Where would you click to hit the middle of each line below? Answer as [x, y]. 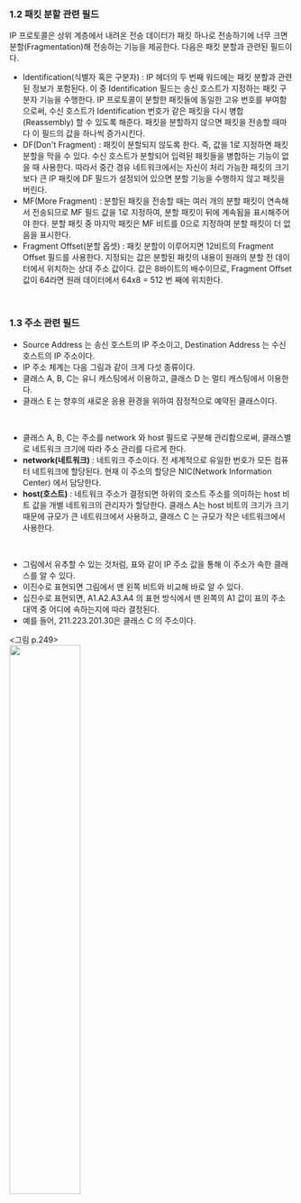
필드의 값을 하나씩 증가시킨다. [94, 133]
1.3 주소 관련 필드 [45, 324]
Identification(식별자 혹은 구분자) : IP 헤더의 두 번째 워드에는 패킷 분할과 [149, 77]
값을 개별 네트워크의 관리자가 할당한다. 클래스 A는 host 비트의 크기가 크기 [160, 505]
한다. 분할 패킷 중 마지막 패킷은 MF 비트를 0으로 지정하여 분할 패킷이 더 [157, 223]
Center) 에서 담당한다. [62, 482]
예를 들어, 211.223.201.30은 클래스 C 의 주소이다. [109, 620]
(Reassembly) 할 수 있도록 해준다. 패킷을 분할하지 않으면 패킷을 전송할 [146, 123]
